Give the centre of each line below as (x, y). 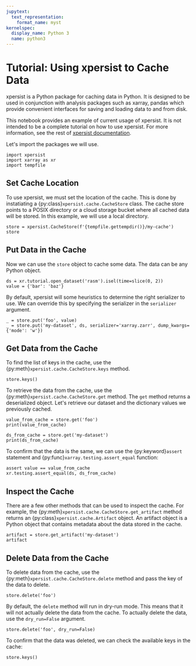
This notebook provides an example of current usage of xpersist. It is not (94, 120)
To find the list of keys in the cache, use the (59, 363)
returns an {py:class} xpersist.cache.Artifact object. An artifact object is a (97, 518)
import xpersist (26, 155)
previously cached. (29, 409)
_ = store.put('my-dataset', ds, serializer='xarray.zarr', (81, 325)
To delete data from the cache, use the (53, 572)
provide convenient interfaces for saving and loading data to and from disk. (97, 109)
